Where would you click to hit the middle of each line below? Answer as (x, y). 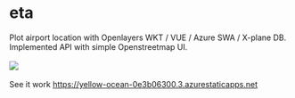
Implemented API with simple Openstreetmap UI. (98, 46)
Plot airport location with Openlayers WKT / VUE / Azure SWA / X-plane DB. (148, 37)
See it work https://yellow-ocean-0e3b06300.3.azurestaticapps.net (134, 84)
